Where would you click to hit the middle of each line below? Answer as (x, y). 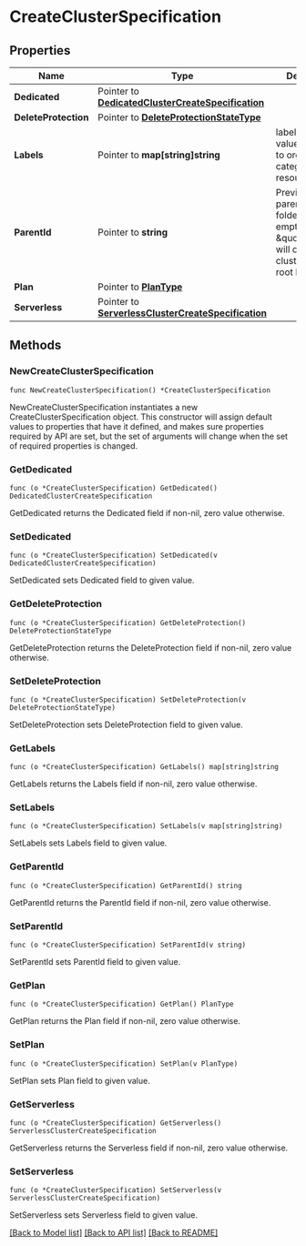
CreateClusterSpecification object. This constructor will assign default (141, 417)
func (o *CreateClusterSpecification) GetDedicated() (114, 488)
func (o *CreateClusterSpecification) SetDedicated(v (114, 556)
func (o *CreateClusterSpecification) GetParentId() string (126, 886)
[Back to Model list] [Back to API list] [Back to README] (114, 1233)
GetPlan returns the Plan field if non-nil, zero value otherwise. (125, 1021)
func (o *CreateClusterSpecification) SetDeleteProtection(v (128, 699)
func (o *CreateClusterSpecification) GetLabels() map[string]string (144, 767)
